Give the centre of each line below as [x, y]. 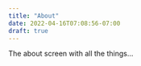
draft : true [28, 31]
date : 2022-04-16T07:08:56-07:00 [64, 23]
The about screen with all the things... [71, 54]
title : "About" [34, 16]
